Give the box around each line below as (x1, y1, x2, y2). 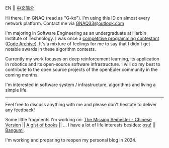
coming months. (5, 72, 39, 78)
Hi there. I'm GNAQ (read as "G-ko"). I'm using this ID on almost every (5, 15, 150, 21)
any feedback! (5, 107, 35, 113)
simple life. (5, 87, 28, 93)
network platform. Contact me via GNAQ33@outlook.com (5, 20, 124, 26)
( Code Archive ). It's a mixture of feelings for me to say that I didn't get (5, 41, 150, 47)
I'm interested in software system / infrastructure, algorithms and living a (5, 82, 156, 88)
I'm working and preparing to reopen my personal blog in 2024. (5, 137, 137, 143)
